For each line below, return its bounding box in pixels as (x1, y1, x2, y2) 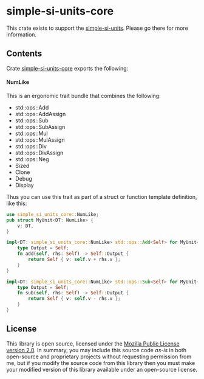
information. (6, 30, 37, 38)
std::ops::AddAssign (15, 110, 66, 117)
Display (15, 181, 35, 189)
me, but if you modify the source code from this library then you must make (6, 359, 195, 366)
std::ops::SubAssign (15, 123, 66, 130)
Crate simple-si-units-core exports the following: (6, 64, 129, 72)
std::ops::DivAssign (15, 149, 64, 156)
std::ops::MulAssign (15, 136, 65, 144)
